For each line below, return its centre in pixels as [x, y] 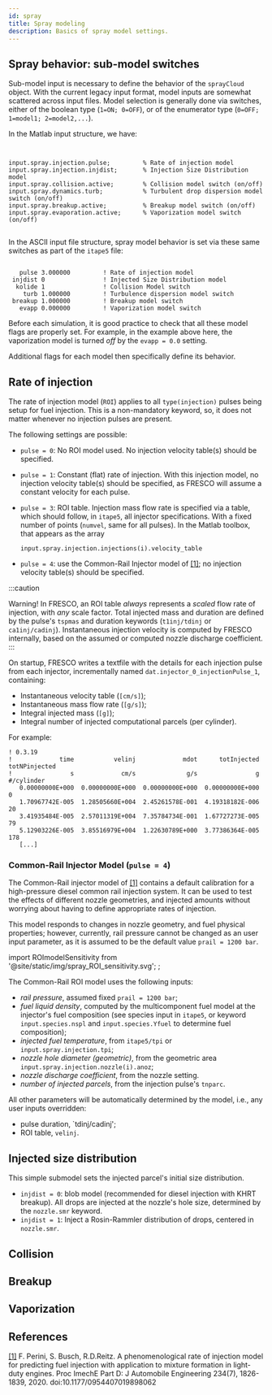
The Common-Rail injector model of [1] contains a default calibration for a [131, 883]
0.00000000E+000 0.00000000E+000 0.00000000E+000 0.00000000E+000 [139, 788]
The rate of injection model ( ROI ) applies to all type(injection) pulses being [135, 402]
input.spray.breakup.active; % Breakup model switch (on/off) [132, 206]
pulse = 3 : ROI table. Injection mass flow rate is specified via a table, [135, 508]
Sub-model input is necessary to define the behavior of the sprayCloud [127, 84]
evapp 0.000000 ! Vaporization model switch [110, 309]
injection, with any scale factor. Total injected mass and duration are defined [136, 612]
